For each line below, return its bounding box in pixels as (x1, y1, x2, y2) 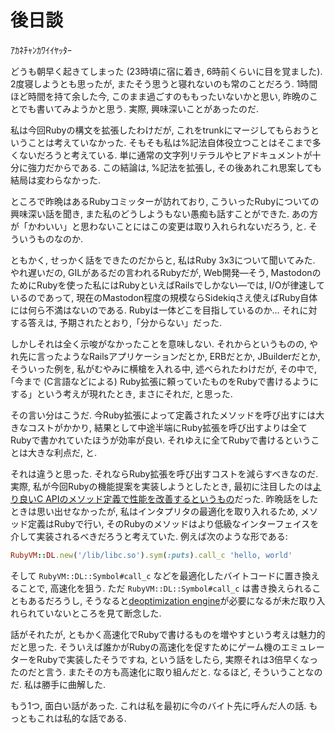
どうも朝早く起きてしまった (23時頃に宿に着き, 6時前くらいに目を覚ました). (10, 65, 323, 77)
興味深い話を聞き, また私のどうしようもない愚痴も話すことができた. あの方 (10, 207, 318, 220)
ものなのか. (36, 232, 84, 245)
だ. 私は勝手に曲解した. (10, 678, 107, 690)
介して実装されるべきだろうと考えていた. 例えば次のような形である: (10, 530, 288, 542)
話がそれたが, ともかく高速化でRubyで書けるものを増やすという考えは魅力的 (10, 628, 326, 640)
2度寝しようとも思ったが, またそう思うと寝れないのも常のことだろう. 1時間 (10, 77, 318, 90)
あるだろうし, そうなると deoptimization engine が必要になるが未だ (27, 594, 300, 606)
